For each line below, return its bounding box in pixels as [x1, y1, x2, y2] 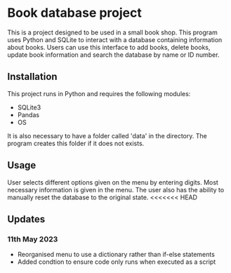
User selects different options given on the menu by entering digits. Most [7, 178, 219, 187]
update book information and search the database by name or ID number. [7, 51, 220, 59]
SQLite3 [17, 103, 41, 112]
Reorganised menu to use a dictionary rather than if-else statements [17, 251, 216, 259]
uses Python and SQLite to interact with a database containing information [7, 35, 223, 44]
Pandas [17, 110, 40, 119]
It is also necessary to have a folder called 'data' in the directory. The [7, 131, 207, 140]
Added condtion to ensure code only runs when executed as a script [17, 258, 216, 266]
